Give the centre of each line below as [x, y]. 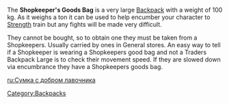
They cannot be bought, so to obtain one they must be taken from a [102, 38]
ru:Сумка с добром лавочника [51, 80]
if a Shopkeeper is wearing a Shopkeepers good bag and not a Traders [107, 52]
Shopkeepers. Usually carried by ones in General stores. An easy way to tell [114, 45]
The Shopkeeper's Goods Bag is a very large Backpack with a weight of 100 [115, 10]
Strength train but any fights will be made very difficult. [84, 24]
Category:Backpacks [37, 93]
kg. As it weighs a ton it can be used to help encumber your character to [109, 17]
